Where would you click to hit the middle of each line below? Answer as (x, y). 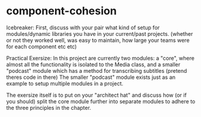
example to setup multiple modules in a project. (65, 83)
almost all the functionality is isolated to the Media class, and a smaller (93, 64)
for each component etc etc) (41, 47)
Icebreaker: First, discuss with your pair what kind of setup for (83, 27)
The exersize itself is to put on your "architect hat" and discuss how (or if (97, 95)
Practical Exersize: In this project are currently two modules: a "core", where (100, 58)
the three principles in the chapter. (49, 107)
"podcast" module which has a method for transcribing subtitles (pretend (97, 70)
